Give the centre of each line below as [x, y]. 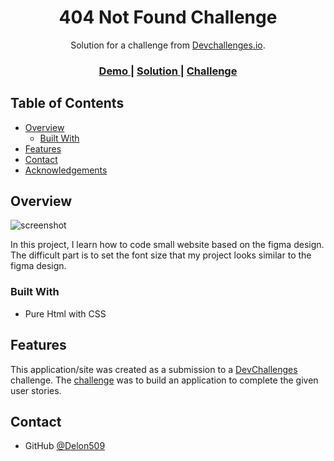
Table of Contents [67, 103]
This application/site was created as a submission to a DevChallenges [154, 369]
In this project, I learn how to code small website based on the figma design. [167, 245]
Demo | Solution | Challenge [168, 71]
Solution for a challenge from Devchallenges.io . [168, 45]
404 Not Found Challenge [168, 17]
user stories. [36, 390]
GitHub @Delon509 [65, 446]
